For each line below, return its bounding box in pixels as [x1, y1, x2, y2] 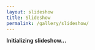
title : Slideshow [6, 15, 51, 21]
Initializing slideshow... [6, 37, 67, 45]
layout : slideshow [6, 9, 53, 15]
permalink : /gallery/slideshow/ [6, 20, 89, 26]
